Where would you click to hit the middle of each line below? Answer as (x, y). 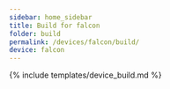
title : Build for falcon (55, 26)
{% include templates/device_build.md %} (85, 75)
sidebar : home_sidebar (51, 17)
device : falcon (37, 50)
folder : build (35, 33)
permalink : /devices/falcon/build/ (74, 42)
